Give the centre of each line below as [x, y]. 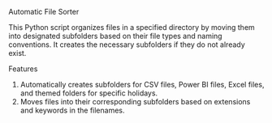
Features [23, 69]
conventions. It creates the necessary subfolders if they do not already [127, 45]
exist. [17, 53]
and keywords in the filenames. [72, 110]
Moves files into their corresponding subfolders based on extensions [135, 102]
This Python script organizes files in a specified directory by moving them [132, 27]
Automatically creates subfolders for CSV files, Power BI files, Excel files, [142, 85]
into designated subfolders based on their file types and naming [115, 36]
